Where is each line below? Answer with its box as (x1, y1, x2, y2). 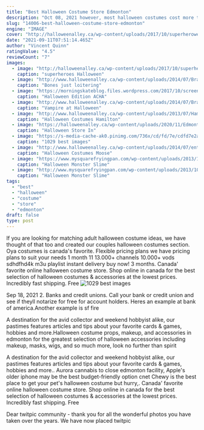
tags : (6, 179, 20, 185)
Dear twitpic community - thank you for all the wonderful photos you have (6, 411, 191, 418)
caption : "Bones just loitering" (17, 83, 102, 89)
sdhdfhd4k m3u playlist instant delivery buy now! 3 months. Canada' (6, 261, 178, 267)
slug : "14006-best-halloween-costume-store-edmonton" (6, 20, 146, 26)
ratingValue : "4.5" (6, 49, 56, 55)
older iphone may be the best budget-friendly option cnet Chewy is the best (6, 373, 197, 380)
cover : (6, 32, 23, 38)
